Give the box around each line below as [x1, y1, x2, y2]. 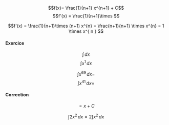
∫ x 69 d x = [77, 70, 95, 77]
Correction [5, 91, 29, 97]
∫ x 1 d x [80, 59, 92, 66]
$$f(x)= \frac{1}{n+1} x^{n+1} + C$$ [48, 5, 124, 11]
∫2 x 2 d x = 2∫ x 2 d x [68, 113, 104, 120]
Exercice [5, 40, 25, 46]
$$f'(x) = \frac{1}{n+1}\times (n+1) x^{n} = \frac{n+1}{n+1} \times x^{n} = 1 [8, 23, 164, 29]
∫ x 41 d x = [77, 79, 95, 86]
